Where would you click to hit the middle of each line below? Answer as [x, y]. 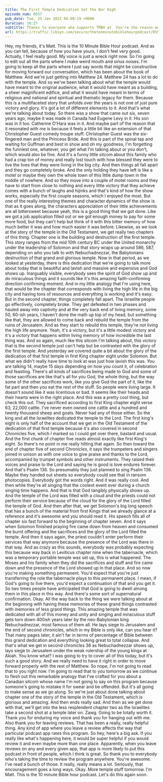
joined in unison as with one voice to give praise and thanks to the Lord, [77, 454]
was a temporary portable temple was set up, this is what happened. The [78, 558]
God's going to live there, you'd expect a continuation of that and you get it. [81, 583]
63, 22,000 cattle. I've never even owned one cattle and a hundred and [76, 408]
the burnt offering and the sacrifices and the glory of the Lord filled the [76, 532]
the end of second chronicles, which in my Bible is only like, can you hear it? [81, 630]
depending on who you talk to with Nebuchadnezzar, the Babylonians [74, 253]
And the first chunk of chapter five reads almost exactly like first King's [76, 439]
